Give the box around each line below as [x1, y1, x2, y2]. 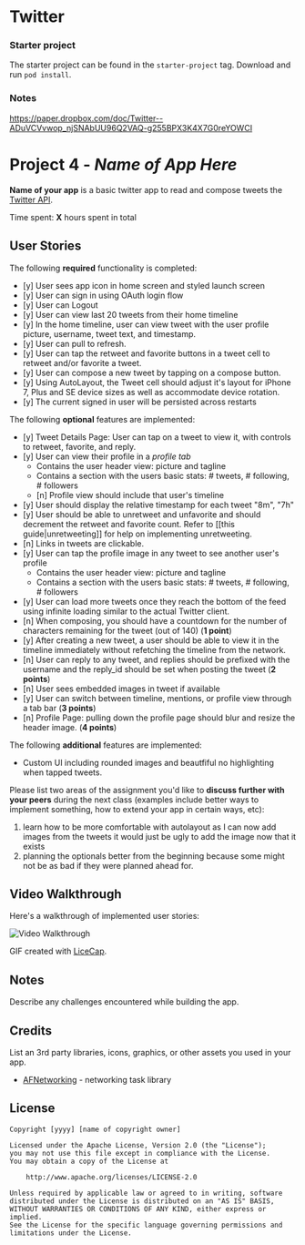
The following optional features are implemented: [9, 413, 196, 424]
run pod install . [9, 69, 72, 80]
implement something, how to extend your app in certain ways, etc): [9, 803, 265, 814]
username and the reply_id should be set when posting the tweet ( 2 [22, 663, 276, 675]
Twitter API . [9, 194, 53, 205]
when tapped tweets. [22, 767, 103, 778]
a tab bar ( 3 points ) [22, 702, 97, 713]
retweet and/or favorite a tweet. [22, 357, 142, 368]
